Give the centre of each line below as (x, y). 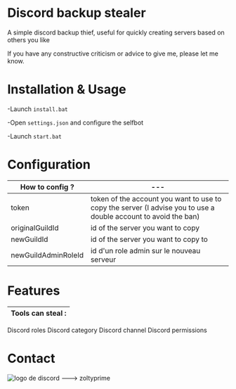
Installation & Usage (67, 90)
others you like (29, 39)
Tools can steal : (39, 313)
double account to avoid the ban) (145, 216)
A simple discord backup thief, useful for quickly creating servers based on (116, 32)
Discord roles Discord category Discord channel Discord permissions (107, 330)
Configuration (49, 165)
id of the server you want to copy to (149, 239)
